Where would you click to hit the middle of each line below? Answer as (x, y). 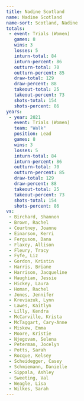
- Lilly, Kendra (29, 311)
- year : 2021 (25, 117)
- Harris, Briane (30, 267)
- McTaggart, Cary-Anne (38, 322)
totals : (16, 28)
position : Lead (33, 134)
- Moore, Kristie (30, 334)
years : (14, 112)
